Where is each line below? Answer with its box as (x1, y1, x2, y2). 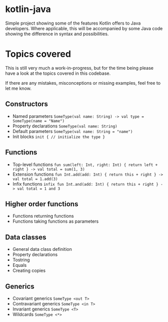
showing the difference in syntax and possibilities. (5, 31, 109, 37)
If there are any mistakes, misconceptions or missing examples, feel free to (5, 80, 161, 86)
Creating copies (12, 267, 46, 274)
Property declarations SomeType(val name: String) (12, 123, 118, 129)
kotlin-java (5, 4, 51, 15)
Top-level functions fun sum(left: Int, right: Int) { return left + (12, 162, 158, 168)
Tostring (12, 257, 30, 263)
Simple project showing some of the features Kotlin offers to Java (5, 20, 141, 26)
